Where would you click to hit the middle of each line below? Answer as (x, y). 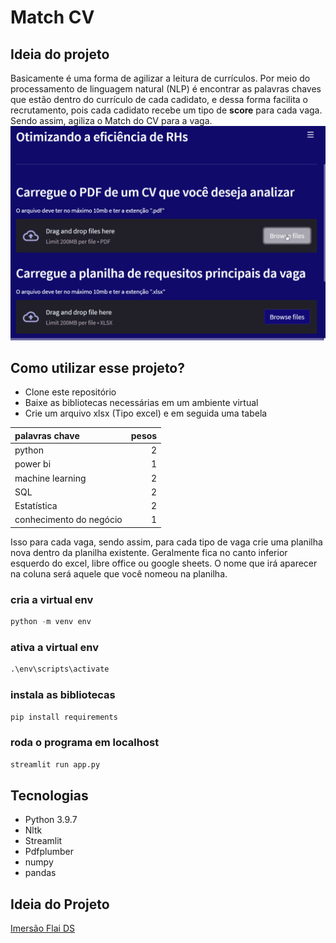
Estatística (36, 506)
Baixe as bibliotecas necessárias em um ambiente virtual (141, 403)
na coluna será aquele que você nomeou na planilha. (119, 573)
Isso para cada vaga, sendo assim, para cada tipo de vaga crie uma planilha (166, 542)
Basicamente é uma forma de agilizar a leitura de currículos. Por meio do (160, 78)
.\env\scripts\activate (60, 669)
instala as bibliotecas (63, 695)
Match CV (52, 17)
